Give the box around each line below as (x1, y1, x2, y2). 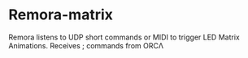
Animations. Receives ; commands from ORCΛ (8, 40, 164, 50)
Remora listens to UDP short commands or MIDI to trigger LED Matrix (8, 32, 240, 42)
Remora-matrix (8, 6, 114, 24)
